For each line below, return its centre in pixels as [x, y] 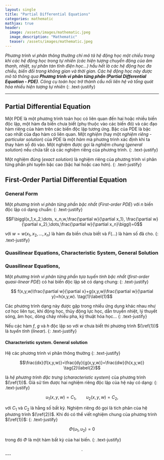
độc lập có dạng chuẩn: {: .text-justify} [44, 210]
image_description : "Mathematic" [43, 37]
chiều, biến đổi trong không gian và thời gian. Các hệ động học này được [79, 71]
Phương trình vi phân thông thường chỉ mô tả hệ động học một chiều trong [80, 55]
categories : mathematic [29, 19]
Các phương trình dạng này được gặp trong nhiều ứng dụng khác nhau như [80, 306]
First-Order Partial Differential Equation [66, 180]
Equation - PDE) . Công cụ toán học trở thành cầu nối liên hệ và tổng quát [79, 81]
